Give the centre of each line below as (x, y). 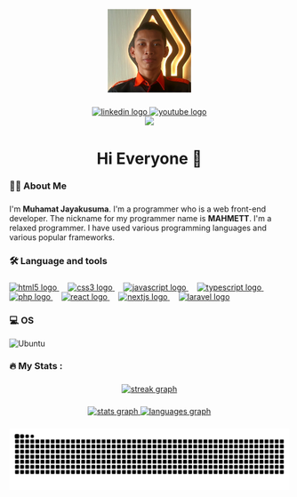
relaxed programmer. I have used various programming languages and (138, 228)
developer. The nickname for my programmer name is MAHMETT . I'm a (140, 219)
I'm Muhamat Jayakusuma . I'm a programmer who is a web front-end (138, 209)
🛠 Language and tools (59, 261)
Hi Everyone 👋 (149, 158)
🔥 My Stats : (36, 366)
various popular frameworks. (62, 237)
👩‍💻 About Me (38, 186)
